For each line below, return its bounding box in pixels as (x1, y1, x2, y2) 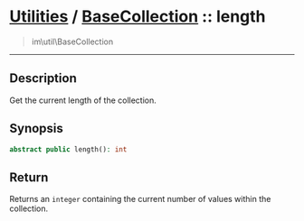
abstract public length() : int (9, 144, 128, 154)
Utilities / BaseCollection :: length (9, 6, 266, 27)
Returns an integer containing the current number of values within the (9, 194, 271, 205)
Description (9, 70, 77, 87)
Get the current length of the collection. (9, 95, 157, 106)
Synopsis (9, 121, 63, 136)
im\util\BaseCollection (31, 36, 114, 47)
